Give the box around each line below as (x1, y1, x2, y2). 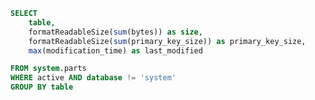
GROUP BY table (10, 82, 74, 93)
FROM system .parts (10, 64, 87, 74)
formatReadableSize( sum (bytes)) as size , (28, 27, 203, 37)
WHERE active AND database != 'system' (10, 73, 177, 83)
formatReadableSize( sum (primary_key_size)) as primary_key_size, (28, 36, 307, 46)
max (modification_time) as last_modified (28, 45, 203, 56)
